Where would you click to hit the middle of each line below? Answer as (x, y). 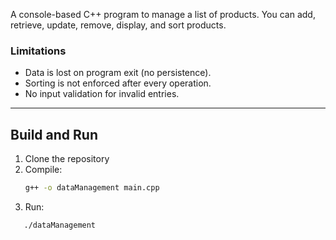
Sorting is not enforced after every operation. (118, 83)
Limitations (38, 51)
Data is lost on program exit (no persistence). (118, 73)
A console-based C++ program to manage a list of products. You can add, (163, 14)
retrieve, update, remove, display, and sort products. (118, 25)
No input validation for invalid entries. (102, 94)
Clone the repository (67, 159)
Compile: (43, 170)
